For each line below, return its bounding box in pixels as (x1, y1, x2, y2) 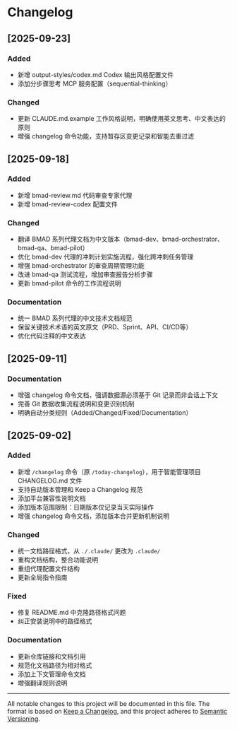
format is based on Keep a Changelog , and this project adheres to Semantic (7, 707, 228, 715)
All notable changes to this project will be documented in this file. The (7, 699, 210, 707)
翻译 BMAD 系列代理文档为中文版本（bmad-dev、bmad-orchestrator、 (17, 235, 224, 244)
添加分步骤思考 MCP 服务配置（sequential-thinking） (17, 79, 172, 88)
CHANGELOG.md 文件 (17, 476, 83, 485)
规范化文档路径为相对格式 (17, 661, 92, 669)
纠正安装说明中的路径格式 (17, 617, 92, 625)
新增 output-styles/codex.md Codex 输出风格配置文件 (17, 70, 174, 78)
